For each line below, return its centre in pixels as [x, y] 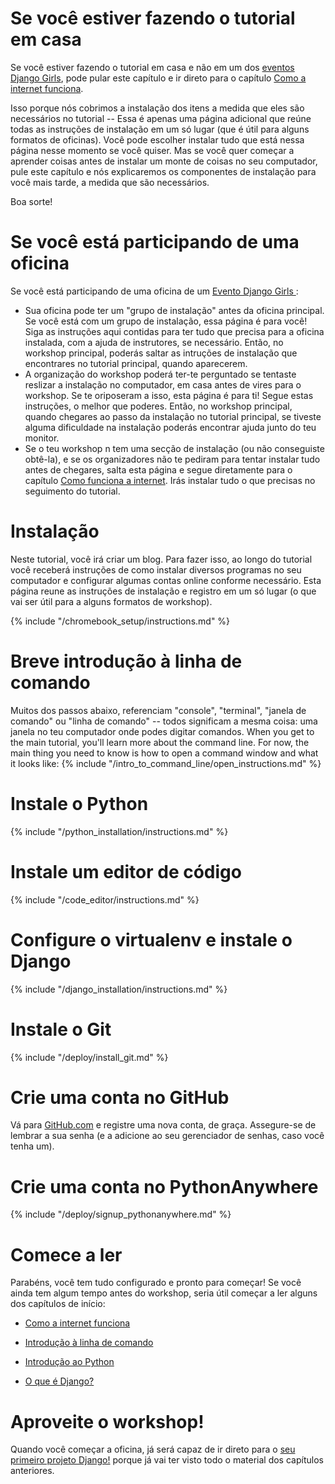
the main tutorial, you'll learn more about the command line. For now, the [160, 742]
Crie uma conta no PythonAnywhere [164, 1186]
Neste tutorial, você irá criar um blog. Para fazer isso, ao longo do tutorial [161, 559]
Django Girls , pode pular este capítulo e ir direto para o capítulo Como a [158, 78]
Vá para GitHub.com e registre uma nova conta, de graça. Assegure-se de [163, 1125]
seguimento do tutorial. [72, 491]
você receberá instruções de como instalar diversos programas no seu [156, 569]
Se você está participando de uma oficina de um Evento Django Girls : [154, 291]
